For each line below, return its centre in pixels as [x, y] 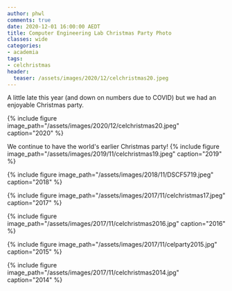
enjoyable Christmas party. [46, 105]
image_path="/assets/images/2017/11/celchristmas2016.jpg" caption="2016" [116, 224]
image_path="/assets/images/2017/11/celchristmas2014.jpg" [93, 273]
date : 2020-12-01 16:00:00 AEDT [54, 26]
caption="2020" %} [35, 133]
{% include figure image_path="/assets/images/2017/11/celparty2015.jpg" [112, 245]
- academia [23, 53]
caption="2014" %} [35, 280]
